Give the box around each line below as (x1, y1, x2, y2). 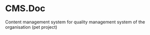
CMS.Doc (5, 3, 46, 14)
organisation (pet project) (5, 24, 57, 30)
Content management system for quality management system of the (5, 19, 146, 25)
